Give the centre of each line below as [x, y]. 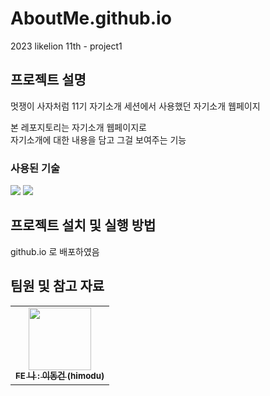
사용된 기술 [35, 168]
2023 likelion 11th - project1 [66, 46]
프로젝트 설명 [48, 80]
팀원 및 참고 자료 [57, 286]
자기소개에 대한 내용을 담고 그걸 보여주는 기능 [98, 139]
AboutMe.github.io [91, 18]
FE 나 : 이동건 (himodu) [60, 376]
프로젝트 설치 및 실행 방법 [83, 225]
